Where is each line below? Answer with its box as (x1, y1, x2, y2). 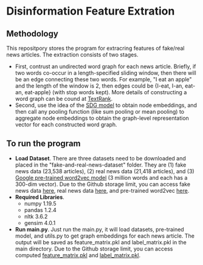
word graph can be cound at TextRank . (15, 95, 113, 102)
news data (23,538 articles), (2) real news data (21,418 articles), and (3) (15, 167, 194, 174)
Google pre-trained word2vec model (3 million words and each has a (15, 174, 188, 181)
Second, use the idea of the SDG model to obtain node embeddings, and (15, 102, 198, 109)
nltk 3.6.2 (24, 213, 48, 220)
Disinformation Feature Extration (6, 4, 175, 18)
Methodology (6, 29, 59, 39)
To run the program (6, 139, 81, 149)
